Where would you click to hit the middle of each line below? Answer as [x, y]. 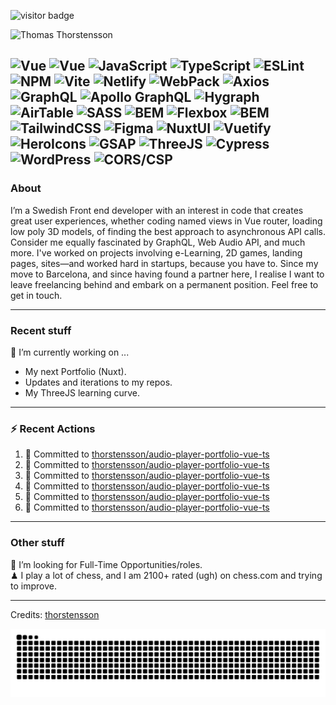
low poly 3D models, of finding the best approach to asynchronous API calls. [168, 231]
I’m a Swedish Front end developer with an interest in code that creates [157, 210]
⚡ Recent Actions [53, 428]
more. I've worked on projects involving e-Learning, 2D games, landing [156, 252]
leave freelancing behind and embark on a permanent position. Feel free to [164, 284]
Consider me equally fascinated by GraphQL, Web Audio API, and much [158, 242]
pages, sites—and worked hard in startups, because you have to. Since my [164, 263]
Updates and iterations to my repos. [98, 382]
